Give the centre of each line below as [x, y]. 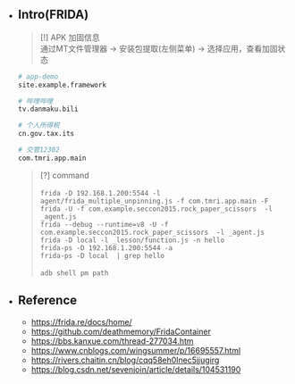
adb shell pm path [74, 273]
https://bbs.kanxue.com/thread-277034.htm [112, 341]
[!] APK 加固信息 [70, 37]
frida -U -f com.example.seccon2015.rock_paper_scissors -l [156, 209]
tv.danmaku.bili [48, 109]
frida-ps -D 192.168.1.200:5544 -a [106, 248]
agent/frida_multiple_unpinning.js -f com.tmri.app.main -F [154, 201]
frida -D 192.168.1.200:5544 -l [100, 193]
